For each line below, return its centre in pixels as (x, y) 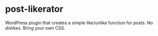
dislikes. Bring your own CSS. (35, 28)
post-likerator (34, 9)
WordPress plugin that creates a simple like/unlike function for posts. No (79, 23)
